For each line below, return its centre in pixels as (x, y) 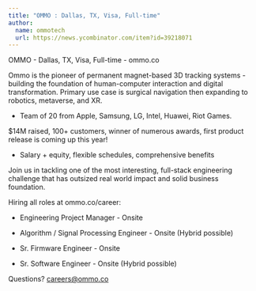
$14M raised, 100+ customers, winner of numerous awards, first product (126, 131)
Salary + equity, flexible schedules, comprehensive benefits (117, 155)
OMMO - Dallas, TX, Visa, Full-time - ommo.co (84, 60)
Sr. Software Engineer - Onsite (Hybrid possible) (98, 264)
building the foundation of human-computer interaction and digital (116, 84)
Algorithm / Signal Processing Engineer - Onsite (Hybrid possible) (126, 233)
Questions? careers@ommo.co (58, 279)
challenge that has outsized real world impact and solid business (113, 179)
